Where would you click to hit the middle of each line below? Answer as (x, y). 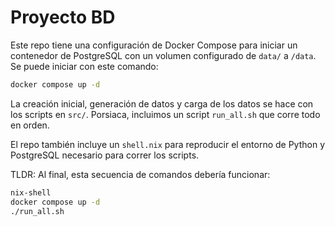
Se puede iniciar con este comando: (84, 66)
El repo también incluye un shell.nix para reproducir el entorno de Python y (168, 144)
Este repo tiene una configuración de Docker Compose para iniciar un (154, 45)
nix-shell (31, 192)
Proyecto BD (63, 17)
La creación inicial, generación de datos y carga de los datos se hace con (162, 103)
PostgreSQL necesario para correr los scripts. (105, 155)
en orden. (30, 125)
